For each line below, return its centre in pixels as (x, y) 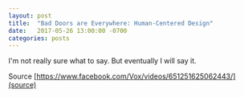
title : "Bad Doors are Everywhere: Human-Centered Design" (111, 23)
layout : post (30, 16)
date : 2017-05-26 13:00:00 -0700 (68, 30)
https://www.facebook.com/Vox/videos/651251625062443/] (136, 76)
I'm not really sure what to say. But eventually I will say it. (102, 61)
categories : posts (39, 38)
